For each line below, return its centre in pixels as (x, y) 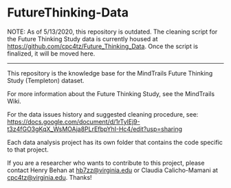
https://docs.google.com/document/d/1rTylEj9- (74, 121)
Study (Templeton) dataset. (46, 80)
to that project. (28, 150)
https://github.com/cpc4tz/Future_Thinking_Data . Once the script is (102, 46)
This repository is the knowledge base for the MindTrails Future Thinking (110, 73)
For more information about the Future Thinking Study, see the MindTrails (111, 93)
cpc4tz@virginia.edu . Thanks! (49, 177)
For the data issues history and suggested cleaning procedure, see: (103, 114)
